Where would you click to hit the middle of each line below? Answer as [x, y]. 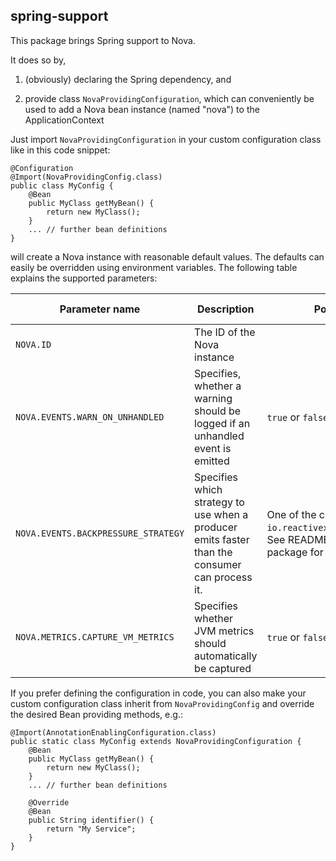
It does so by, [38, 60]
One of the [291, 514]
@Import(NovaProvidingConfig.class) [86, 177]
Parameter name [100, 309]
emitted [212, 461]
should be [218, 411]
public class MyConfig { [62, 185]
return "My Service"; [91, 829]
